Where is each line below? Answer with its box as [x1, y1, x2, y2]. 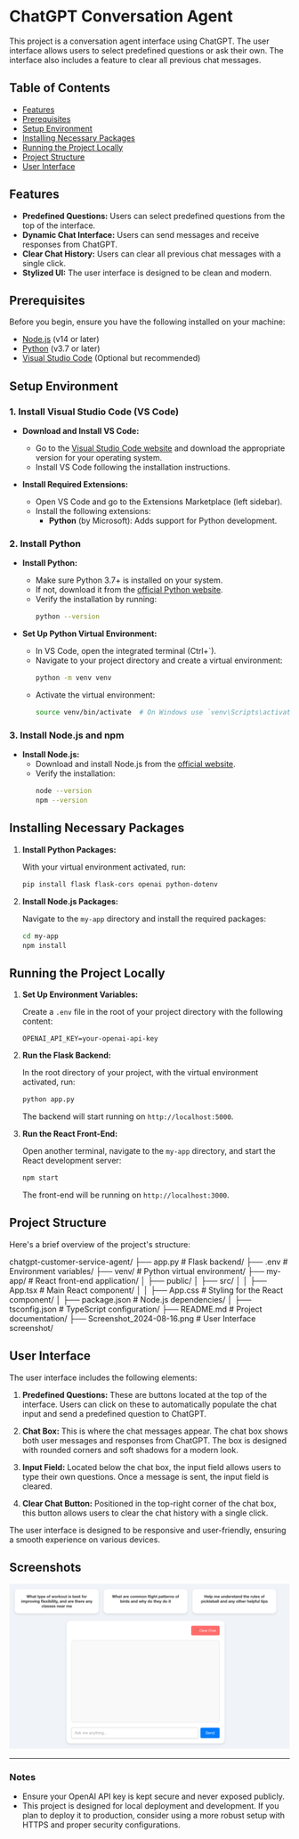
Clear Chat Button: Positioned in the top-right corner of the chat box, [21, 1498, 277, 1508]
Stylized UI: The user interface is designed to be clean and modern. [21, 267, 272, 278]
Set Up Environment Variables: [21, 989, 139, 1000]
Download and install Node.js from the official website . [35, 759, 236, 770]
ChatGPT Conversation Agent [9, 6, 233, 27]
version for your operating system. [35, 453, 163, 463]
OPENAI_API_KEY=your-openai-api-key [21, 1034, 158, 1043]
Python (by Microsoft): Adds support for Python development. [48, 515, 278, 527]
